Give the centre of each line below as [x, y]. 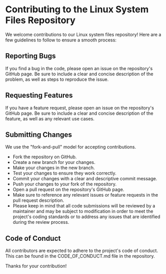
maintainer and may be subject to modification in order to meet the [83, 212]
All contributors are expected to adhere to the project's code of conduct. [82, 251]
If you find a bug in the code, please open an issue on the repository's [79, 68]
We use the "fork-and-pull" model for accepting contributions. [71, 147]
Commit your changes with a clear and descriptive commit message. [85, 179]
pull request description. [38, 200]
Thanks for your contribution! [36, 266]
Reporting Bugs [31, 56]
